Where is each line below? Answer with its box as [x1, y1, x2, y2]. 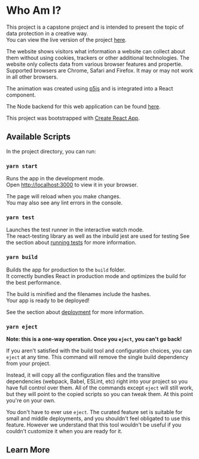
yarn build [6, 254, 38, 261]
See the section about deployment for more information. [6, 308, 145, 315]
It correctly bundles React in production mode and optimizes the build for [6, 272, 186, 279]
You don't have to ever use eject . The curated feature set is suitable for [6, 408, 183, 415]
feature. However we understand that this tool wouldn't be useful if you [6, 421, 182, 428]
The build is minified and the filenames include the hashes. [6, 290, 151, 297]
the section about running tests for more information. [6, 239, 137, 246]
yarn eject [6, 323, 38, 330]
